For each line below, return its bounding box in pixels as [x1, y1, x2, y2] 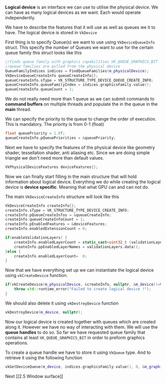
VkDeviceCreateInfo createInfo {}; [5, 203, 77, 208]
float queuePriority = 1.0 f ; [5, 131, 65, 136]
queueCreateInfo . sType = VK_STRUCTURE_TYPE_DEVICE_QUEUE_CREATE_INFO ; [5, 78, 154, 83]
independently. [5, 15, 36, 20]
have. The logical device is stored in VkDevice [5, 30, 97, 35]
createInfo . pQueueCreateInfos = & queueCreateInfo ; [5, 213, 112, 218]
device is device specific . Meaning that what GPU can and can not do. [5, 184, 149, 190]
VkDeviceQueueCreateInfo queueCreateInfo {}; [5, 73, 98, 78]
